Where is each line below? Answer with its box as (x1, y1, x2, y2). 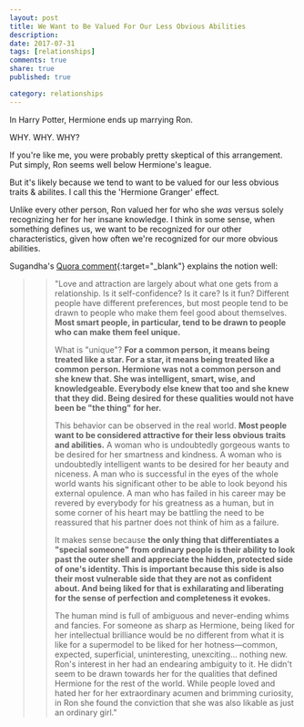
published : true (9, 73, 71, 82)
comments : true (9, 56, 67, 65)
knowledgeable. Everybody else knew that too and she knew (54, 383, 289, 394)
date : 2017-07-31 (9, 38, 76, 48)
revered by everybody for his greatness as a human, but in (54, 497, 275, 508)
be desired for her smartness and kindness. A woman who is (54, 448, 282, 460)
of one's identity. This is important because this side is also (54, 563, 285, 574)
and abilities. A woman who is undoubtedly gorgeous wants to (54, 439, 290, 450)
